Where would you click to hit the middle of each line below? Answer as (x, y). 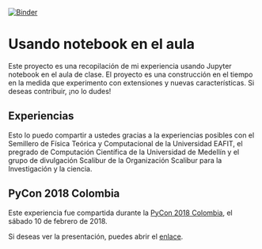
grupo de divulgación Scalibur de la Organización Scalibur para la (115, 160)
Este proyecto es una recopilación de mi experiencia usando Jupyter (120, 66)
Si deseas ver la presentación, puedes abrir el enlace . (96, 236)
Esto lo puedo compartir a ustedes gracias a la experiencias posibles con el (131, 135)
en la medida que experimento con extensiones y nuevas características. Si (131, 82)
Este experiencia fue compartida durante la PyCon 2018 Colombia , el (120, 213)
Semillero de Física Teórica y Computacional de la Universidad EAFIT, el (125, 143)
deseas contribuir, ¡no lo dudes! (60, 91)
